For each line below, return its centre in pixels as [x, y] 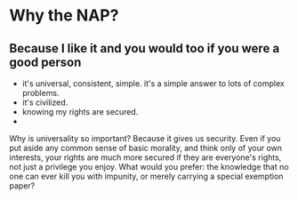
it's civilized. [45, 102]
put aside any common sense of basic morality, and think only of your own [146, 148]
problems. [40, 93]
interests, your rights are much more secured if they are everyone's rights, [145, 157]
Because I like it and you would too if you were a [145, 48]
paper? [22, 186]
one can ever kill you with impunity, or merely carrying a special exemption [146, 176]
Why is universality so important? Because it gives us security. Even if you [145, 138]
